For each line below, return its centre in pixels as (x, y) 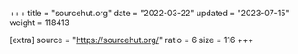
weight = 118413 (40, 22)
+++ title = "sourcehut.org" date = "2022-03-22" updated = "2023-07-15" (149, 13)
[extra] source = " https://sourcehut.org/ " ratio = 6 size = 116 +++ (132, 40)
